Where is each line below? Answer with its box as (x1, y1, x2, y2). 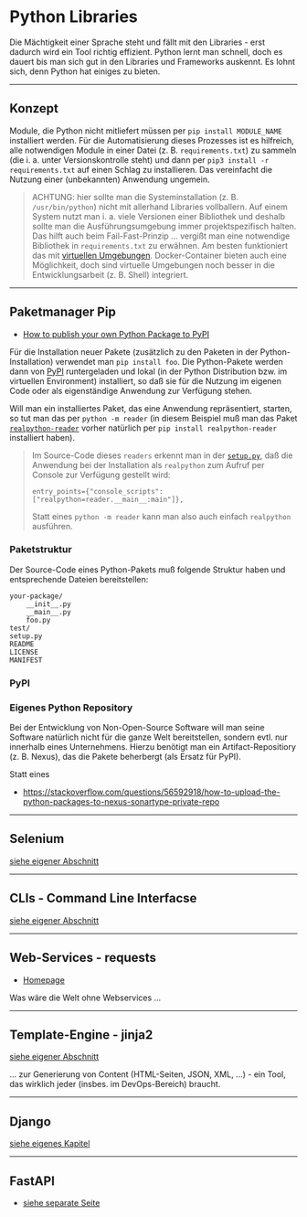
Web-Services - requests (9, 950, 157, 966)
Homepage (22, 974, 66, 985)
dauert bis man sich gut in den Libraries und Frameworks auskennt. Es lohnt (9, 56, 295, 67)
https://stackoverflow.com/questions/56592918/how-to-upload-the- (22, 786, 281, 797)
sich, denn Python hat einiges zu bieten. (9, 66, 161, 77)
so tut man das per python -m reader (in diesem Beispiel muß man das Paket (9, 412, 298, 423)
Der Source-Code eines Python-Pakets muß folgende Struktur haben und (9, 564, 286, 575)
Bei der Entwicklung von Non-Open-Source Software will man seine (9, 722, 265, 733)
